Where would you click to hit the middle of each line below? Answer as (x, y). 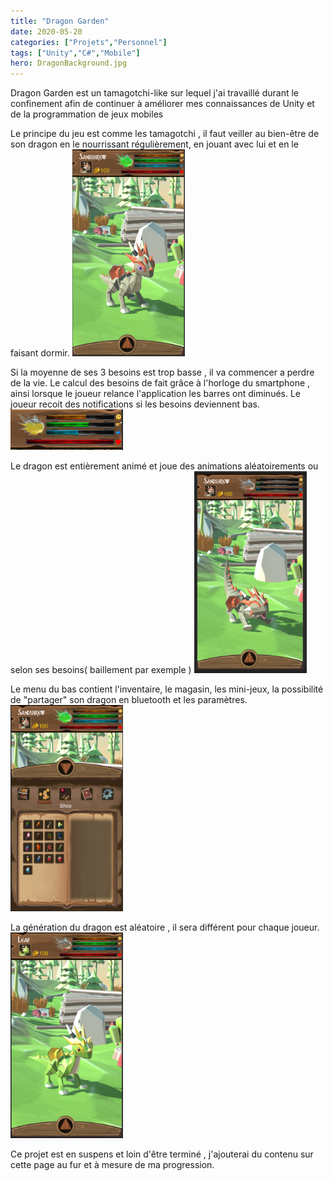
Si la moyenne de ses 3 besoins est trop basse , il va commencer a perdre (162, 372)
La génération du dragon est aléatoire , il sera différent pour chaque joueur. (165, 927)
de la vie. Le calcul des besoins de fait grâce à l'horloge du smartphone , (160, 382)
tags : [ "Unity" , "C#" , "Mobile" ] (75, 53)
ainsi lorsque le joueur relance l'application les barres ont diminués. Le (156, 393)
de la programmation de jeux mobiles (87, 114)
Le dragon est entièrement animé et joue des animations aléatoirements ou (164, 466)
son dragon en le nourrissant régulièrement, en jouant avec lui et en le (154, 144)
